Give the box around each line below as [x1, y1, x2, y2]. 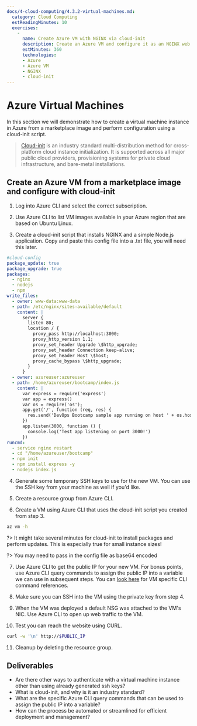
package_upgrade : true [6, 265, 62, 272]
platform [20, 148, 42, 155]
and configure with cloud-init [6, 186, 116, 196]
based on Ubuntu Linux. [15, 220, 73, 227]
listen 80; [27, 320, 54, 326]
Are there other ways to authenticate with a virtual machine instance [15, 676, 180, 683]
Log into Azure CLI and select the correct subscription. [15, 202, 148, 209]
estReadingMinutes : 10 [12, 19, 67, 25]
